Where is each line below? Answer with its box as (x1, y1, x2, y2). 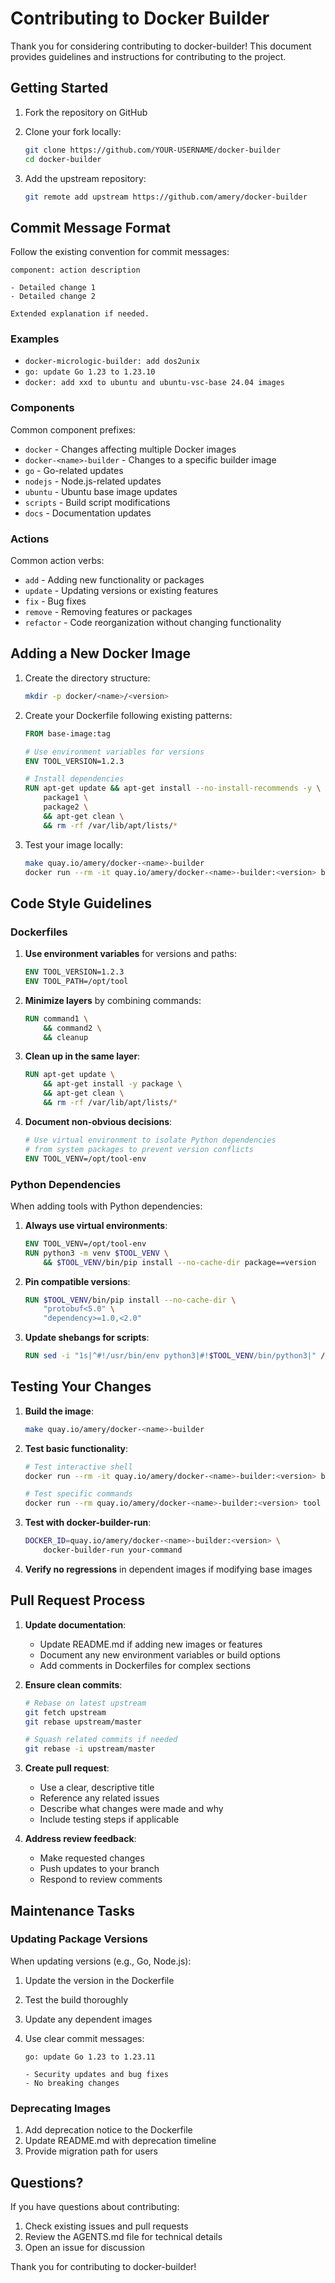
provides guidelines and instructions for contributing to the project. (10, 50, 287, 62)
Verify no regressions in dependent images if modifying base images (24, 1563, 313, 1575)
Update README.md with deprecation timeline (24, 2135, 217, 2147)
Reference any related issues (39, 1792, 160, 1804)
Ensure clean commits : (24, 1678, 123, 1691)
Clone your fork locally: (24, 125, 122, 137)
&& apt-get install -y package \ (43, 1079, 183, 1089)
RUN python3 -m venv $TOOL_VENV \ (24, 1248, 169, 1258)
